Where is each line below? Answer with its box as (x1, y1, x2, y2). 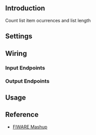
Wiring (5, 49, 27, 57)
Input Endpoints (5, 64, 45, 71)
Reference (5, 110, 39, 119)
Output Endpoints (5, 78, 50, 85)
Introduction (5, 4, 45, 13)
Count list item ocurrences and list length (5, 17, 91, 23)
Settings (5, 32, 33, 41)
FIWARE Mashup (12, 123, 47, 130)
